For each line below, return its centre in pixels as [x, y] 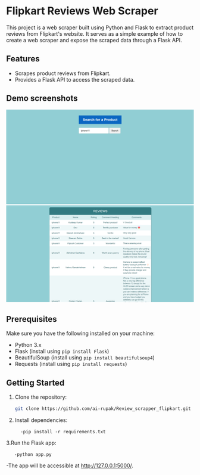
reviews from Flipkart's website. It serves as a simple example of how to [95, 33]
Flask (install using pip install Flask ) [62, 351]
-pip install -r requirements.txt [63, 431]
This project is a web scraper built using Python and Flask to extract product [100, 27]
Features [23, 59]
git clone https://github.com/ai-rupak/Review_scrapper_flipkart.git [103, 409]
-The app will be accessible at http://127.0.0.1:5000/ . [70, 465]
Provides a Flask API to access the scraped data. [75, 79]
